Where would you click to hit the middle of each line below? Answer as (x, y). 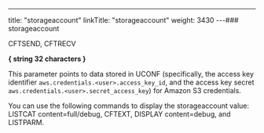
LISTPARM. (26, 122)
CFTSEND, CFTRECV (42, 43)
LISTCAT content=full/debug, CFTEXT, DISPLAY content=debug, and (119, 114)
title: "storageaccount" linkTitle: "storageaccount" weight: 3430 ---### (123, 20)
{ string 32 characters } (47, 59)
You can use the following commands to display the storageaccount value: (129, 106)
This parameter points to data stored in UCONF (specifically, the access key (131, 74)
